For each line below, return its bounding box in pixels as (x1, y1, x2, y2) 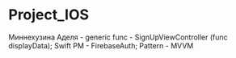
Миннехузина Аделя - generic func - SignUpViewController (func (8, 32, 228, 42)
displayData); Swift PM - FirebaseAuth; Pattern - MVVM (8, 40, 194, 50)
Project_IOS (8, 6, 90, 24)
